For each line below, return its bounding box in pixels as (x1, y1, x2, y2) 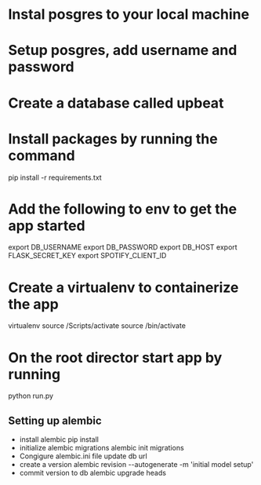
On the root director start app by (8, 348, 223, 366)
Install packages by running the (8, 129, 218, 148)
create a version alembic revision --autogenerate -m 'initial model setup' (19, 460, 254, 469)
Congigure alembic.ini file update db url (19, 451, 147, 461)
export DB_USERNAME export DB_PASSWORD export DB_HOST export (8, 242, 237, 252)
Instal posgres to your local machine (8, 5, 249, 24)
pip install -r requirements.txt (8, 173, 102, 182)
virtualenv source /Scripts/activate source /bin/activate (8, 321, 187, 330)
